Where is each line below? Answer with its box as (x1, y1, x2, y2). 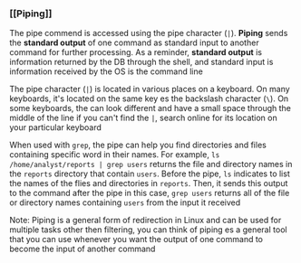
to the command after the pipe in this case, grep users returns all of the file (9, 188, 290, 199)
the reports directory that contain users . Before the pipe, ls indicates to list (9, 168, 290, 179)
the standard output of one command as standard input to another (9, 37, 260, 48)
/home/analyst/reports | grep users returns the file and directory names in (9, 159, 293, 170)
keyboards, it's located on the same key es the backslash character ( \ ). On (9, 93, 289, 104)
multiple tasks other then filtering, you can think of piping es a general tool (9, 224, 287, 235)
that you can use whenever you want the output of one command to (9, 234, 264, 245)
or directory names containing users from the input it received (9, 197, 241, 208)
